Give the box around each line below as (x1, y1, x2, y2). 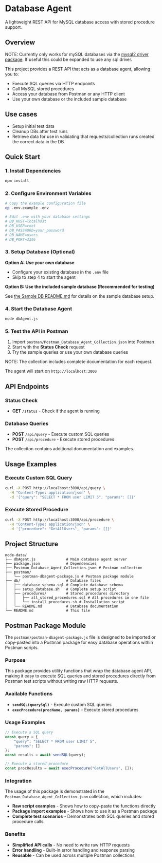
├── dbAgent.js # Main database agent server (5, 557, 127, 562)
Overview (5, 38, 36, 47)
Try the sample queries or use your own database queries (12, 349, 128, 355)
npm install (5, 178, 29, 183)
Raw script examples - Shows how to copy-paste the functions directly (12, 803, 156, 809)
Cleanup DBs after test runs (12, 128, 68, 134)
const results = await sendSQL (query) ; (5, 752, 86, 758)
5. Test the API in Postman (5, 327, 68, 334)
